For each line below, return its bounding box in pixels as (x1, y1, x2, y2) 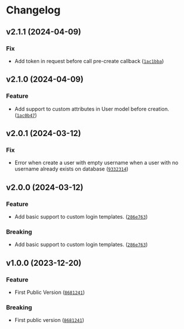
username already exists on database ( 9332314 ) (14, 165, 129, 172)
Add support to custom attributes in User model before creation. (14, 105, 169, 112)
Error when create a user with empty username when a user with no (14, 159, 179, 167)
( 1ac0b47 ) (14, 112, 37, 119)
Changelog (6, 4, 61, 17)
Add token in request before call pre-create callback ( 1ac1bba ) (14, 57, 164, 64)
